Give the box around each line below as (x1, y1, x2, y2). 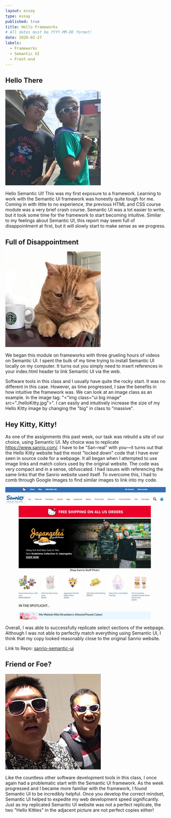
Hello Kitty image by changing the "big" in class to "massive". (5, 405, 134, 412)
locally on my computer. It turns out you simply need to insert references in (5, 363, 163, 369)
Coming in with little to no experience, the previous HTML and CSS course (5, 201, 161, 207)
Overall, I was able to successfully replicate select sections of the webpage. (5, 624, 165, 631)
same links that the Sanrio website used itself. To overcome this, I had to (5, 471, 157, 477)
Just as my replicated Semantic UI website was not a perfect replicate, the (5, 801, 161, 807)
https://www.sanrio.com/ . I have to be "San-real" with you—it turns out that (5, 444, 163, 450)
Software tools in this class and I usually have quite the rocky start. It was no (5, 378, 166, 385)
